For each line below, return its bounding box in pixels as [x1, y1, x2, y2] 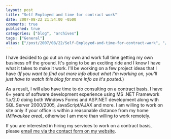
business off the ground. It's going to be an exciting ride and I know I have [6, 59, 161, 66]
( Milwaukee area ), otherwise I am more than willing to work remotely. [6, 113, 151, 119]
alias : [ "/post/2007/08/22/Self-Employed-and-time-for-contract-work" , [6, 41, 160, 46]
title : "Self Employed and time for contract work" [6, 12, 117, 17]
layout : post [6, 7, 33, 13]
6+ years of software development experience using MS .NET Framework [6, 91, 160, 97]
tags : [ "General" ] [6, 36, 45, 41]
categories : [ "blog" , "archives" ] [6, 31, 79, 36]
